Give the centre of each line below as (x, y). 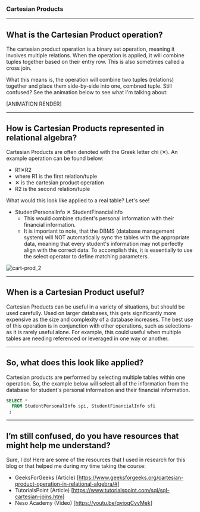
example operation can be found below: (55, 158)
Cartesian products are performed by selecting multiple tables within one (96, 377)
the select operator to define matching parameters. (86, 256)
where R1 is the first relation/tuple (56, 176)
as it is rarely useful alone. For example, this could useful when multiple (94, 332)
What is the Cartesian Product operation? (85, 35)
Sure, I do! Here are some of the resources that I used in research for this (96, 459)
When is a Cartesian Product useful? (75, 292)
